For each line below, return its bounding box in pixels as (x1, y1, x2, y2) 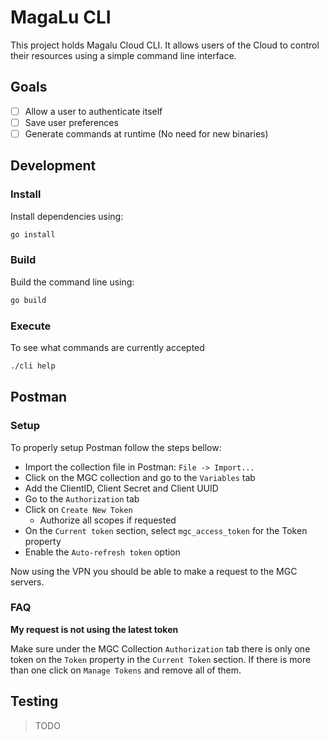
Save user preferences (24, 116, 119, 128)
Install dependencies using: (10, 210, 124, 222)
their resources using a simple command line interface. (10, 49, 237, 61)
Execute (10, 319, 52, 333)
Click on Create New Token (24, 503, 133, 515)
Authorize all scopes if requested (39, 514, 177, 526)
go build (10, 295, 47, 305)
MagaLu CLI (10, 6, 112, 29)
